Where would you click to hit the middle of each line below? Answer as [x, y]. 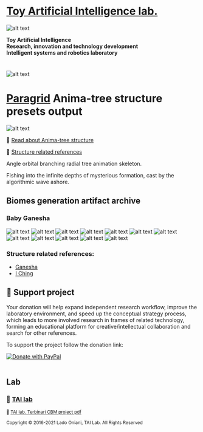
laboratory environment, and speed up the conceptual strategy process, [96, 314]
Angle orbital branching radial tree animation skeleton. [74, 164]
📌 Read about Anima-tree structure [50, 140]
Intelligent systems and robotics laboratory [62, 52]
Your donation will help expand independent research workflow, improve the [102, 307]
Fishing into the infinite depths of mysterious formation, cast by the [90, 176]
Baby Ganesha [28, 218]
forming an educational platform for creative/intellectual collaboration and [98, 326]
